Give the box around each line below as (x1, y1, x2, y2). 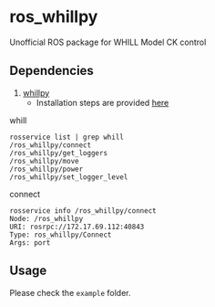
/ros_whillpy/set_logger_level (9, 172, 128, 182)
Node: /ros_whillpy (9, 214, 84, 223)
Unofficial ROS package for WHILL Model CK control (9, 37, 207, 48)
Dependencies (9, 63, 94, 79)
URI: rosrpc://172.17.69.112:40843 (9, 222, 145, 231)
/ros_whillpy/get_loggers (9, 148, 107, 157)
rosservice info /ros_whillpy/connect (9, 206, 157, 216)
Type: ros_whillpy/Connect (9, 230, 112, 239)
